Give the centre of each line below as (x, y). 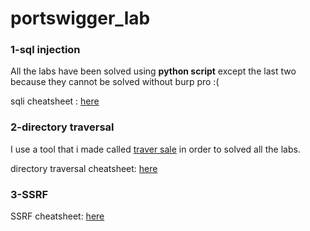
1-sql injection (45, 50)
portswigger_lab (80, 18)
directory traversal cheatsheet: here (84, 168)
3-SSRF (29, 194)
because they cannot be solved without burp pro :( (115, 82)
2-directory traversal (62, 127)
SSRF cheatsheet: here (57, 216)
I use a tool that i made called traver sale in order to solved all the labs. (155, 149)
